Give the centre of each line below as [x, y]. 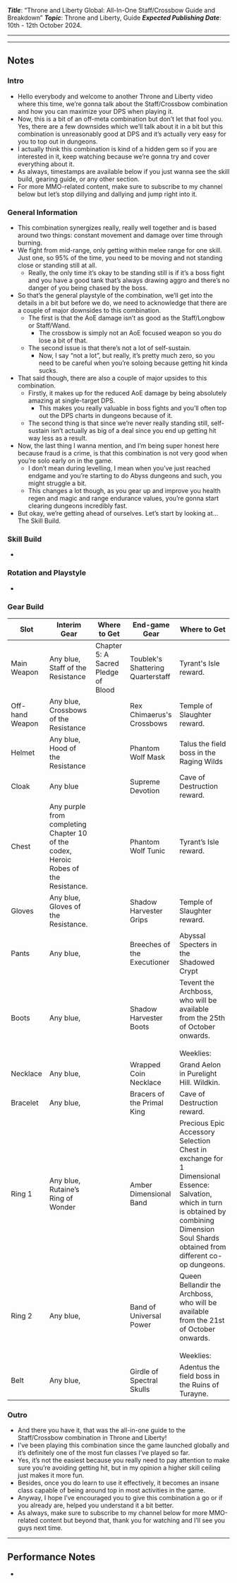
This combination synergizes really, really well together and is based [117, 227]
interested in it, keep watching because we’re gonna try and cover [114, 156]
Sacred [107, 663]
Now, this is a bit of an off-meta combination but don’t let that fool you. [120, 119]
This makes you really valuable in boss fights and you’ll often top [133, 408]
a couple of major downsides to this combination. [89, 310]
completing [68, 824]
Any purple [67, 806]
